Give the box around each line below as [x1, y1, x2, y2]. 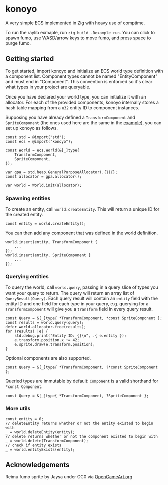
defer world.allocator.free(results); [5, 325, 86, 330]
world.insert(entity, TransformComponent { [5, 240, 98, 245]
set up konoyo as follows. [5, 125, 58, 131]
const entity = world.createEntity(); [5, 221, 86, 226]
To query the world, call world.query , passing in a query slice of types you [5, 284, 159, 290]
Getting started [5, 55, 54, 63]
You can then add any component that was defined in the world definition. [5, 230, 158, 236]
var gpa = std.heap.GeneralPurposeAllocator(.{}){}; [5, 169, 118, 175]
